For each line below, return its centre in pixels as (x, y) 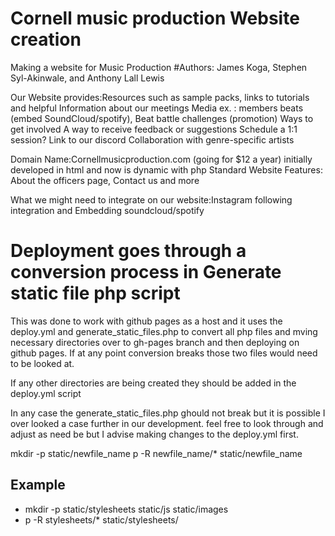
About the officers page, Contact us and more (105, 180)
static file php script (95, 293)
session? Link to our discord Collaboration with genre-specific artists (152, 139)
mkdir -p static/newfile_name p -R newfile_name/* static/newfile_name (156, 453)
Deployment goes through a (128, 251)
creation (46, 39)
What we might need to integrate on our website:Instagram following (151, 199)
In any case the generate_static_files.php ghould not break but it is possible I (168, 413)
